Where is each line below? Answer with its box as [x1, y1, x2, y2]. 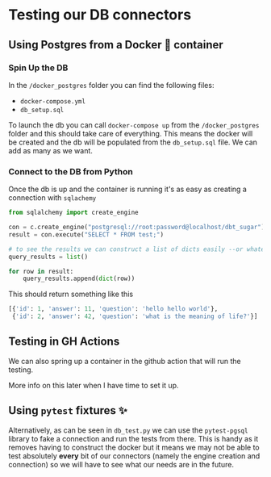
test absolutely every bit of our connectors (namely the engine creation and [8, 450, 261, 461]
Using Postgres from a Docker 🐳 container [8, 38, 223, 52]
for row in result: [8, 267, 74, 275]
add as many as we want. [8, 145, 93, 155]
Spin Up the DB [8, 62, 69, 73]
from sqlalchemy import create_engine [8, 208, 139, 217]
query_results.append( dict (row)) [23, 274, 135, 283]
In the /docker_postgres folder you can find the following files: [8, 80, 215, 90]
